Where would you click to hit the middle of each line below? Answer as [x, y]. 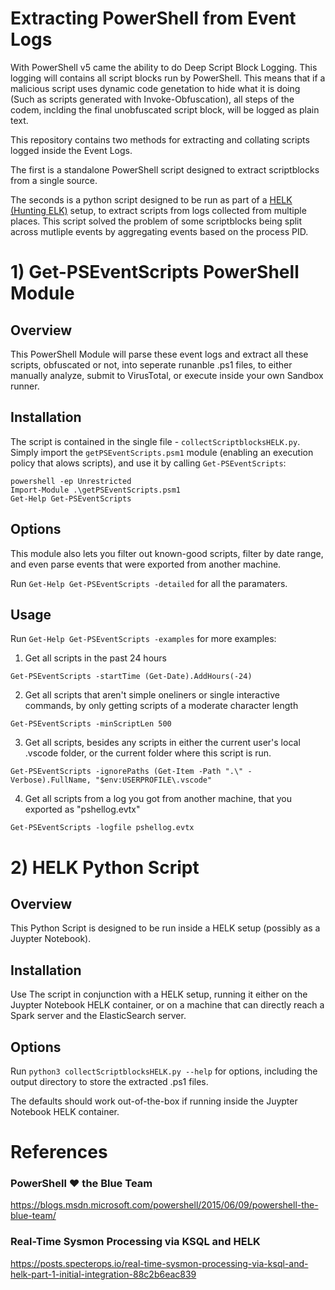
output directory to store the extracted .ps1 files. [109, 1081]
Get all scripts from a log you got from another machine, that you [158, 799]
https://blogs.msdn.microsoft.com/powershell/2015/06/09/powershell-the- [164, 1205]
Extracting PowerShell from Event [153, 18]
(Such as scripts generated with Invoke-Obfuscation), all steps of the [152, 99]
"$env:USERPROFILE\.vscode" [154, 780]
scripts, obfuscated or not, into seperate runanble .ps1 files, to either [151, 364]
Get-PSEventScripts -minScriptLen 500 [91, 724]
